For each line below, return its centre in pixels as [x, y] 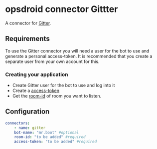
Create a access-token [36, 90]
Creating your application [37, 74]
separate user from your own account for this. [52, 61]
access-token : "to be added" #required [56, 142]
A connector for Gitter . [28, 23]
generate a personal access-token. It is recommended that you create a [79, 56]
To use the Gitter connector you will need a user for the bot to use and [77, 50]
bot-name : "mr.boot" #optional [47, 132]
